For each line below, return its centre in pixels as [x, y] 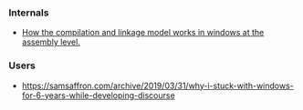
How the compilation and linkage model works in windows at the [143, 33]
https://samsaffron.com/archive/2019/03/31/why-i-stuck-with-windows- [157, 85]
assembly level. [51, 42]
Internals [29, 13]
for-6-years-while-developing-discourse [98, 95]
